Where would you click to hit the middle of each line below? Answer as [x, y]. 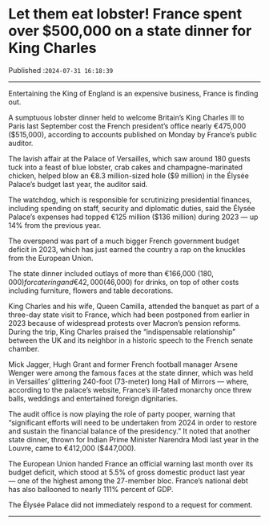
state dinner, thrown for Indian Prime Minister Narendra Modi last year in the [133, 439]
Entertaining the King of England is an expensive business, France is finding [133, 93]
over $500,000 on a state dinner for [130, 31]
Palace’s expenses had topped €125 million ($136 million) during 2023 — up [133, 217]
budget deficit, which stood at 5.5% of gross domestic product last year [127, 472]
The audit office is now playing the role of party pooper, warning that [122, 413]
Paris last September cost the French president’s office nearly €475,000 [127, 126]
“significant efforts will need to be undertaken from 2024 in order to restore [133, 422]
